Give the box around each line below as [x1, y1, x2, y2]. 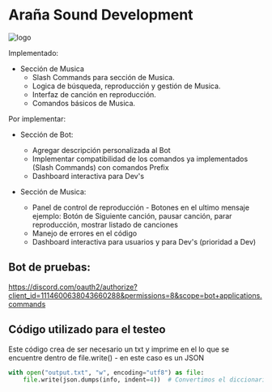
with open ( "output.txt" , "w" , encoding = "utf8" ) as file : [8, 369, 205, 377]
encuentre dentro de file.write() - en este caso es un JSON [8, 352, 205, 362]
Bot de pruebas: [8, 261, 91, 275]
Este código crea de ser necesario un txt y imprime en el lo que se [8, 344, 229, 354]
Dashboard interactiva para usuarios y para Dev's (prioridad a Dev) [32, 236, 257, 246]
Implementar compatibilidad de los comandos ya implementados [32, 154, 249, 164]
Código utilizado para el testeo [8, 322, 166, 337]
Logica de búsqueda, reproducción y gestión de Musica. [32, 81, 221, 91]
